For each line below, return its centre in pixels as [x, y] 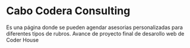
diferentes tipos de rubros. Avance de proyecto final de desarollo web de [95, 33]
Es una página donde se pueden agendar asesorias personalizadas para [94, 27]
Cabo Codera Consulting [68, 11]
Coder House [23, 40]
